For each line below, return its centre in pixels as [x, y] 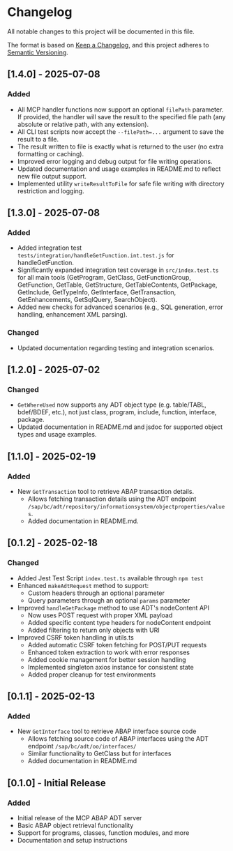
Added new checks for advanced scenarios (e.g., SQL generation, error [120, 307]
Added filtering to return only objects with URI [94, 630]
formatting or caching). [51, 153]
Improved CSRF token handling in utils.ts [75, 637]
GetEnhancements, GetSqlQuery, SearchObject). [87, 300]
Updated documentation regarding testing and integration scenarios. [116, 348]
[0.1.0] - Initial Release [57, 783]
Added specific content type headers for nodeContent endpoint [119, 622]
